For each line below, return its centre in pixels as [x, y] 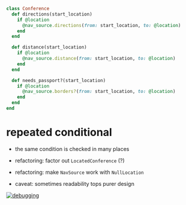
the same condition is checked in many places [72, 149]
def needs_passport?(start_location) [59, 80]
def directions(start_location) [52, 14]
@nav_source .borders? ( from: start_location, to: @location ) [99, 92]
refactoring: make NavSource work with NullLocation [79, 172]
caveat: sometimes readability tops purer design [75, 183]
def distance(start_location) [49, 47]
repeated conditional [59, 132]
